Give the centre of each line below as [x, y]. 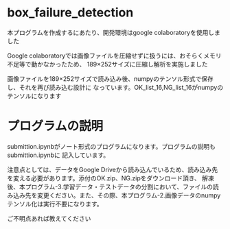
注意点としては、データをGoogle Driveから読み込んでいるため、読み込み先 [113, 169]
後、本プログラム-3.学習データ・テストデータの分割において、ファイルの [110, 186]
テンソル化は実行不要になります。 [55, 204]
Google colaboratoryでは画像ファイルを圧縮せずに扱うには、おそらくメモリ [114, 56]
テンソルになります [34, 96]
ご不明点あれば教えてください [49, 218]
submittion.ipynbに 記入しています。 [58, 155]
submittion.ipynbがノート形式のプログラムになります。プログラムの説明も [112, 146]
